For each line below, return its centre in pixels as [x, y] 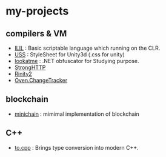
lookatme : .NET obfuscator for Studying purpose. [77, 61]
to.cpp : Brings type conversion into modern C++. [76, 147]
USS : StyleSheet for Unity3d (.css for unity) [69, 55]
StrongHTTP [30, 67]
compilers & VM [36, 34]
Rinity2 [23, 74]
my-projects [37, 11]
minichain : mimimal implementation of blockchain [77, 114]
